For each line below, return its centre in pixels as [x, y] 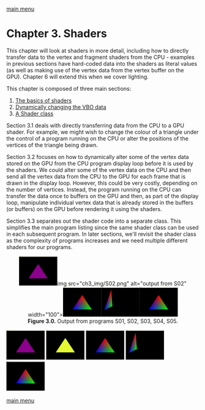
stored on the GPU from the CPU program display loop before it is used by [100, 163]
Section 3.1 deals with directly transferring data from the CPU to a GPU [95, 125]
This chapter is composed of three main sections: [69, 88]
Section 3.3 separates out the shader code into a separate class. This [94, 221]
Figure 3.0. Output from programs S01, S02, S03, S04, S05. [103, 321]
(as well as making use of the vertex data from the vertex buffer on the [95, 70]
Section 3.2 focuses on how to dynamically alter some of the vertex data [98, 157]
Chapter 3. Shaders [57, 34]
